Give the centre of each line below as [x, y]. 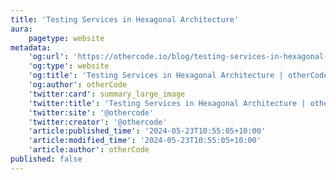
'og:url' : [49, 57]
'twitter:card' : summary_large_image [107, 94]
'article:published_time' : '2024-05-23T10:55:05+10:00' [147, 131]
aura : [21, 29]
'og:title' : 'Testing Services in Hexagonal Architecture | [156, 76]
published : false [46, 159]
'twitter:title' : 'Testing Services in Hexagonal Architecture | [167, 103]
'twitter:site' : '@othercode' [91, 112]
